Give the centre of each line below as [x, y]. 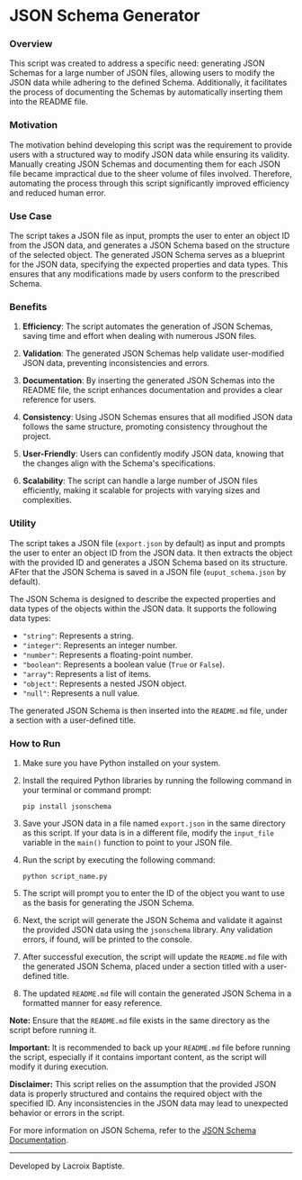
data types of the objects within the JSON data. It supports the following [143, 608]
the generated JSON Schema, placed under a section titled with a [143, 966]
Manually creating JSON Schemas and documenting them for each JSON [145, 164]
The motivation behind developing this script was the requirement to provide [151, 144]
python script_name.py [65, 876]
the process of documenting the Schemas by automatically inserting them [146, 92]
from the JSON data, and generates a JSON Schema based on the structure [150, 245]
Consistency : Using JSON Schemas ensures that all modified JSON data [157, 417]
